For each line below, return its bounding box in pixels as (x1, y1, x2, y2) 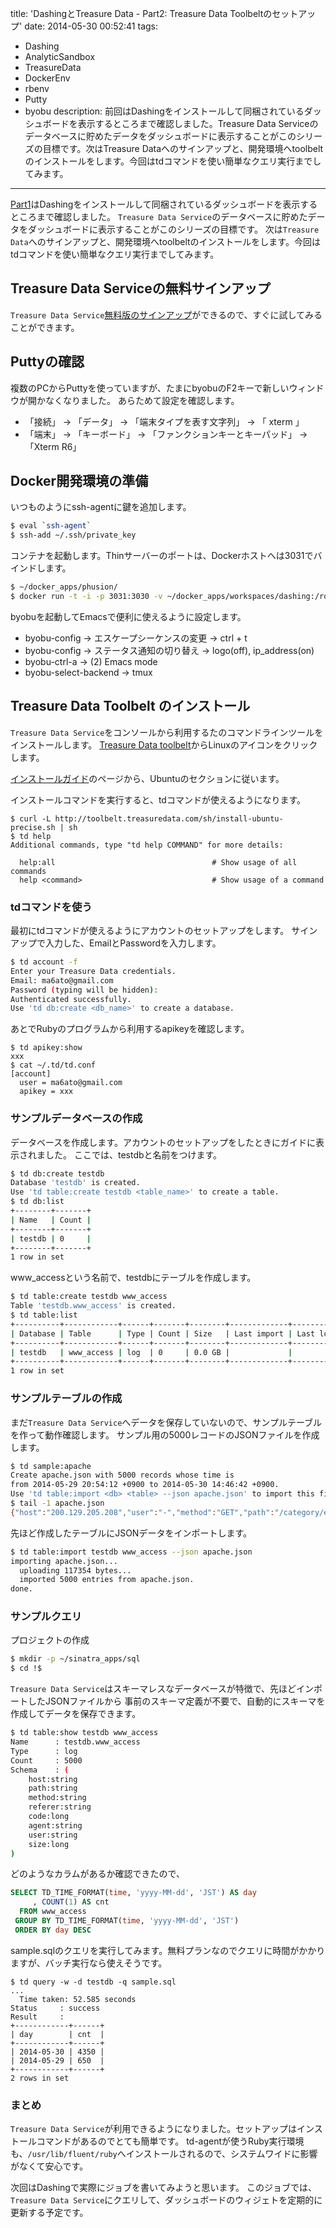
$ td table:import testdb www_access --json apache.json (10, 1547, 253, 1557)
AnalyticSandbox (24, 51, 96, 62)
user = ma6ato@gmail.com (19, 1078, 123, 1088)
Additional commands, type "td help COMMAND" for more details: (10, 840, 284, 850)
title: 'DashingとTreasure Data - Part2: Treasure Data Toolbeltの (10, 8, 273, 19)
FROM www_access (19, 1907, 87, 1917)
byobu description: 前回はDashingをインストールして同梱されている (24, 105, 305, 117)
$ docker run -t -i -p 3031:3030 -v (10, 592, 163, 602)
